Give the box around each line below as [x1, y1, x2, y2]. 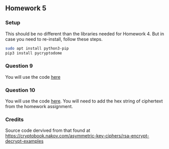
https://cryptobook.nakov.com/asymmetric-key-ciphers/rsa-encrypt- [5, 133, 149, 139]
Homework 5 [5, 4, 47, 13]
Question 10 [5, 86, 35, 93]
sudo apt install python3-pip [5, 45, 69, 51]
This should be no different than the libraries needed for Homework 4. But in [5, 30, 164, 37]
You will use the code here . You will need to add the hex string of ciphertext [5, 98, 163, 104]
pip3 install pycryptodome [5, 51, 62, 56]
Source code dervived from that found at [5, 127, 91, 133]
